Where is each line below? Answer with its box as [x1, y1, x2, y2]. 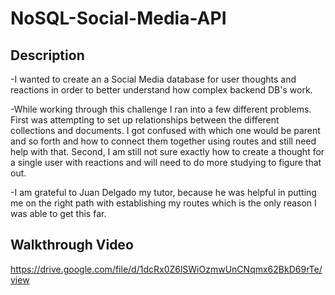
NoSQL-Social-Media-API [10, 7, 227, 30]
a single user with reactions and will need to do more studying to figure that [10, 157, 322, 168]
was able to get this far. [10, 208, 107, 219]
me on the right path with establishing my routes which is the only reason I [10, 197, 317, 209]
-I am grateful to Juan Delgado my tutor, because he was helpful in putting [10, 187, 317, 198]
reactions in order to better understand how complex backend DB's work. [10, 84, 313, 96]
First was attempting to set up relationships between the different [10, 114, 280, 126]
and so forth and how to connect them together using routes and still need [10, 135, 317, 147]
